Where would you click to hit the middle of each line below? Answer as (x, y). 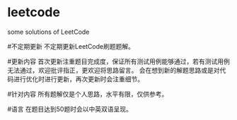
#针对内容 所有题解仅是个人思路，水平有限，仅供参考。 (88, 94)
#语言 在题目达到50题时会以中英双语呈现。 (70, 109)
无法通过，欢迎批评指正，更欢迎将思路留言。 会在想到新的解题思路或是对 (114, 70)
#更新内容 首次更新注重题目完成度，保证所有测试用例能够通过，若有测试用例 (118, 61)
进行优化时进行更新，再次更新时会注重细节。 (78, 79)
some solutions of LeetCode (48, 32)
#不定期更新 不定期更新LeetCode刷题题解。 (71, 46)
